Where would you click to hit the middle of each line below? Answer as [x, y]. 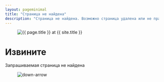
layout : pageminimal [26, 9]
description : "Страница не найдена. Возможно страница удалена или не [78, 18]
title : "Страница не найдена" [36, 14]
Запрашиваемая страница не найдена [45, 66]
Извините [26, 52]
